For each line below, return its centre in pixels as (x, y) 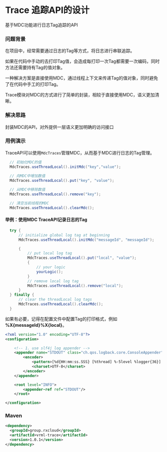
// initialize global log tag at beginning (64, 235)
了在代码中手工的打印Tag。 (33, 84)
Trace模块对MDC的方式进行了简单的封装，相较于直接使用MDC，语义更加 (80, 95)
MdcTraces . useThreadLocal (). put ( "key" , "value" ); (62, 181)
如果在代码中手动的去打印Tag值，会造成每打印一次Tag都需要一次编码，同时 (83, 61)
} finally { (22, 295)
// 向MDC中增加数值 (28, 176)
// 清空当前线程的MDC (29, 203)
